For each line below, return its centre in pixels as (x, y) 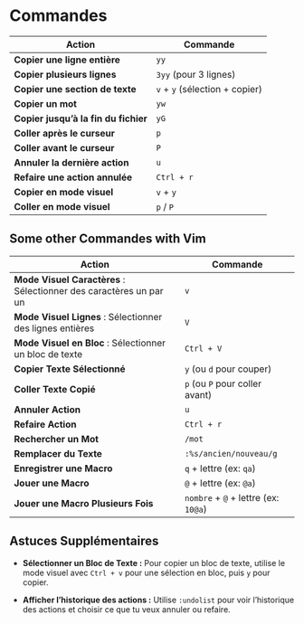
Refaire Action (45, 424)
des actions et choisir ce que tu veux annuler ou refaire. (126, 609)
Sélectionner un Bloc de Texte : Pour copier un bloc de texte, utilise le (154, 563)
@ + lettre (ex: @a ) (220, 483)
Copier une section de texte (75, 89)
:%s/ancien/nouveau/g (231, 454)
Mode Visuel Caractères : (70, 279)
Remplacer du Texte (58, 453)
